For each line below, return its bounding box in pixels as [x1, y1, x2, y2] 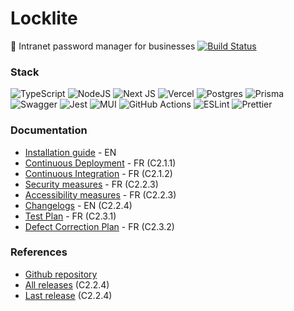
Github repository [24, 268, 98, 280]
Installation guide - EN [24, 146, 117, 158]
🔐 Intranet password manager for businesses [10, 40, 196, 52]
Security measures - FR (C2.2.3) [24, 178, 159, 190]
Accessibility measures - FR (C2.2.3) [24, 188, 177, 201]
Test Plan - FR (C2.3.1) [24, 210, 117, 222]
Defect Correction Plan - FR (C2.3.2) [24, 220, 175, 232]
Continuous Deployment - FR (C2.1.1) [24, 157, 177, 169]
